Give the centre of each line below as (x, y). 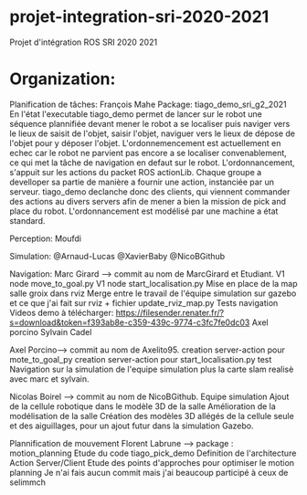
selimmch (28, 482)
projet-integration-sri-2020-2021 (139, 17)
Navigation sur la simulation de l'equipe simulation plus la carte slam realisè (152, 369)
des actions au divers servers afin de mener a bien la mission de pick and (148, 201)
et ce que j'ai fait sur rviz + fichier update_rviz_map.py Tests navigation (144, 302)
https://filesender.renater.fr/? (170, 312)
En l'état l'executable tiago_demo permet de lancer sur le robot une (136, 114)
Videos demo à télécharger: (62, 312)
